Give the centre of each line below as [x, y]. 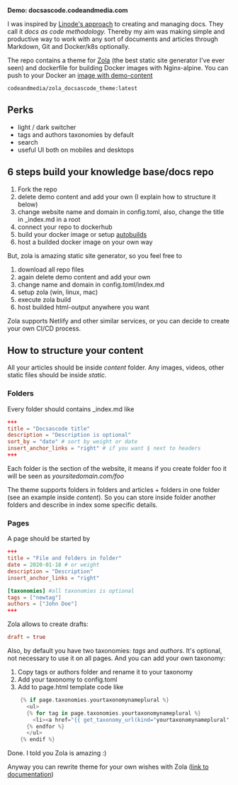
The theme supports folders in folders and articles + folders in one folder [114, 489]
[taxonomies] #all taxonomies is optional [71, 591]
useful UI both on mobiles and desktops [76, 150]
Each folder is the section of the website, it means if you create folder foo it [117, 468]
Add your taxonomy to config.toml [67, 679]
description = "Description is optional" [69, 435]
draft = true [27, 638]
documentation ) [31, 774]
